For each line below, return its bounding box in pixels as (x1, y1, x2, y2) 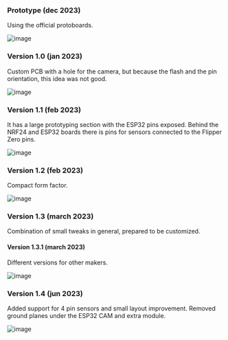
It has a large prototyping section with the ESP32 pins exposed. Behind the (7, 120, 219, 128)
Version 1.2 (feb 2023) (7, 166, 84, 175)
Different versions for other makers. (7, 258, 109, 267)
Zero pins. (7, 135, 36, 143)
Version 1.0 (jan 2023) (7, 52, 82, 61)
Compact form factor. (7, 181, 68, 190)
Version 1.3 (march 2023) (7, 212, 94, 221)
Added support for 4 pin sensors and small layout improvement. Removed (7, 304, 216, 313)
